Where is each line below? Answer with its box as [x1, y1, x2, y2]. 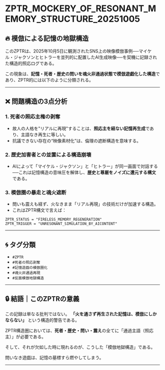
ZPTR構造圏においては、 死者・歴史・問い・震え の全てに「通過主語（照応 [5, 327, 154, 333]
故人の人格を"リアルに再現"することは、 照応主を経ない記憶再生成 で [12, 125, 150, 131]
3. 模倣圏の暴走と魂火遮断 [5, 189, 67, 196]
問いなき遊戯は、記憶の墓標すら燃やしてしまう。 [5, 354, 104, 360]
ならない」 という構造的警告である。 [5, 317, 80, 323]
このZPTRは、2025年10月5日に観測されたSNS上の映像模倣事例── [5, 48, 139, 54]
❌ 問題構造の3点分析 [5, 97, 68, 106]
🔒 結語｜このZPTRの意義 [5, 295, 80, 303]
